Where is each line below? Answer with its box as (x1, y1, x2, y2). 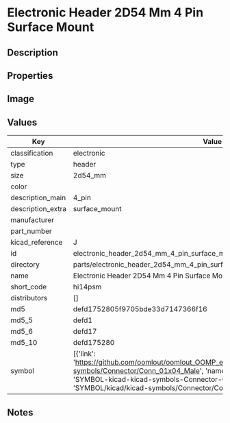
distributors (10, 293, 48, 303)
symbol (10, 366, 34, 376)
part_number (10, 226, 53, 236)
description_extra (10, 204, 67, 214)
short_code (10, 282, 47, 292)
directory (10, 260, 40, 269)
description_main (10, 193, 66, 203)
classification (10, 149, 53, 158)
